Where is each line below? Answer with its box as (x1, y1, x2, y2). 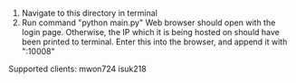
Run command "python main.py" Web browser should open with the (21, 17, 276, 28)
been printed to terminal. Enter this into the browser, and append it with (21, 36, 288, 47)
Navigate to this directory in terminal (21, 8, 158, 18)
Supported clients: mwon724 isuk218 (8, 63, 147, 74)
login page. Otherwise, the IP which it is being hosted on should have (21, 27, 280, 37)
